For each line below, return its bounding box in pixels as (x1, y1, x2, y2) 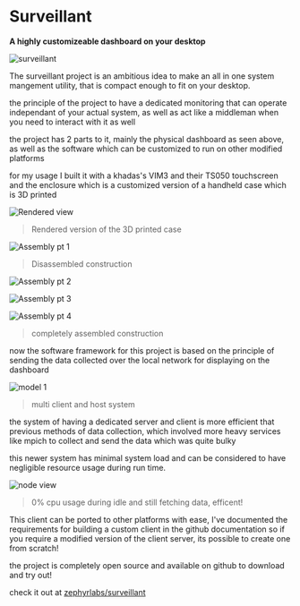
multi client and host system (30, 398, 136, 409)
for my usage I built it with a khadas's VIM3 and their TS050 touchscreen (9, 170, 279, 181)
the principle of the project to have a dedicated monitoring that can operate (9, 97, 287, 108)
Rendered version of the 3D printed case (30, 224, 182, 235)
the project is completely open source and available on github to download (9, 559, 285, 570)
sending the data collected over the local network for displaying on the (9, 354, 270, 365)
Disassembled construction (30, 258, 133, 269)
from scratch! (9, 542, 60, 553)
